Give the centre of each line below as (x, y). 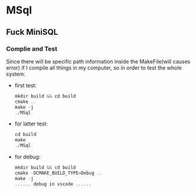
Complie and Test (32, 49)
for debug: (27, 157)
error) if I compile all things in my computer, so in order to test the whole (94, 68)
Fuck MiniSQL (32, 32)
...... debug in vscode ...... (53, 184)
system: (16, 74)
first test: (26, 85)
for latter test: (31, 124)
